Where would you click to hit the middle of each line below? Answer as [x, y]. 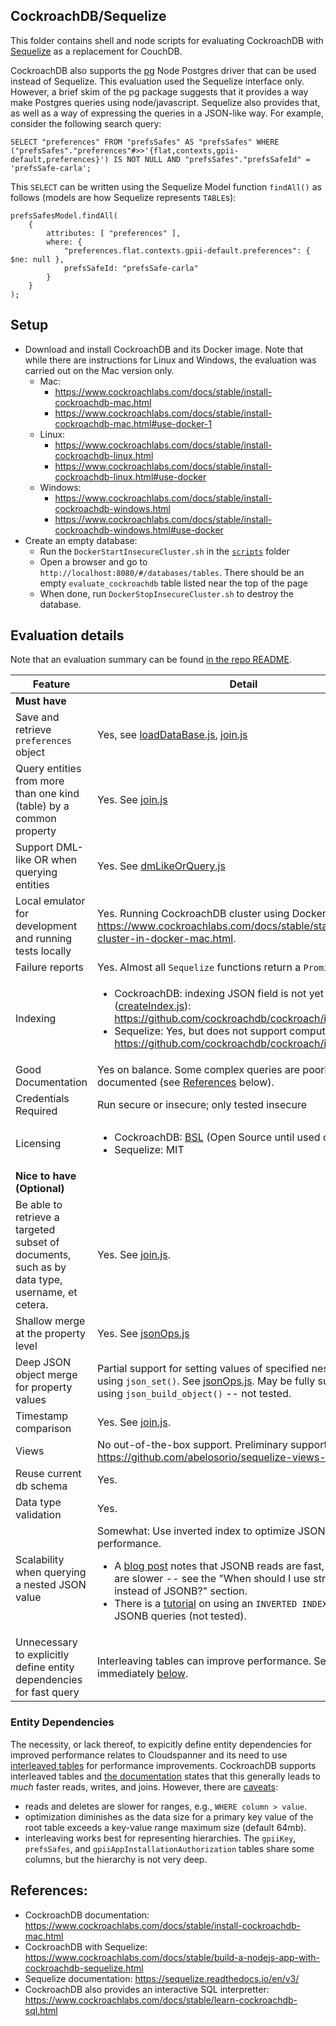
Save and [37, 717]
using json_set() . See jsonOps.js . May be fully [206, 1381]
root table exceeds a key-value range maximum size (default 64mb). [165, 1827]
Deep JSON [43, 1362]
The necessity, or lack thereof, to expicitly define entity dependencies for [161, 1744]
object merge [46, 1375]
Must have [41, 701]
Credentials [42, 1099]
